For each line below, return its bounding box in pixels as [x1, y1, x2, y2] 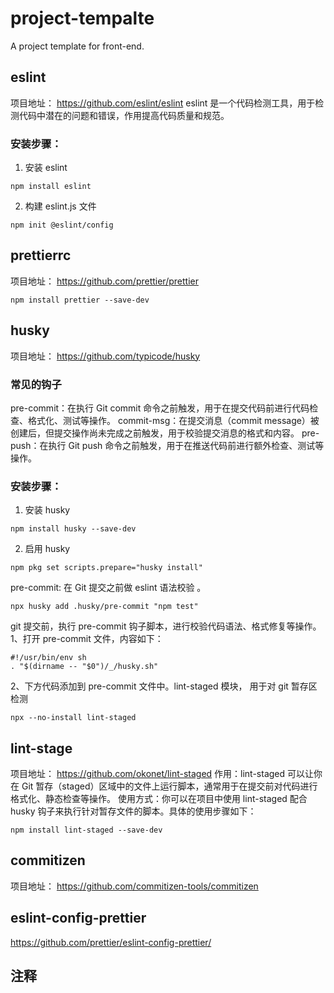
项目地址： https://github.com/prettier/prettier [10, 275, 199, 287]
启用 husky [24, 543, 71, 555]
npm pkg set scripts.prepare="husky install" [10, 563, 203, 573]
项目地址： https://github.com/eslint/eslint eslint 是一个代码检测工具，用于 [10, 97, 316, 109]
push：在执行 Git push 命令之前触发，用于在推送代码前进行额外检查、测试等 [10, 439, 325, 451]
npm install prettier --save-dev [10, 295, 150, 305]
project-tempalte [10, 7, 155, 30]
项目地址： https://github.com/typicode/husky [10, 350, 201, 362]
